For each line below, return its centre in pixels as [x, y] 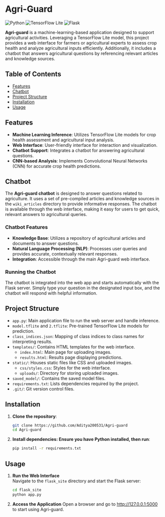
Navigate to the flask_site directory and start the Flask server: [76, 481]
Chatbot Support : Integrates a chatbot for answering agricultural [78, 150]
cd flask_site [27, 490]
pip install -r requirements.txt [47, 448]
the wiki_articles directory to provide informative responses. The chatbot [81, 204]
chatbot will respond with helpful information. [51, 293]
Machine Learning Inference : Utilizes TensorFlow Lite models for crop [84, 134]
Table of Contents [33, 74]
